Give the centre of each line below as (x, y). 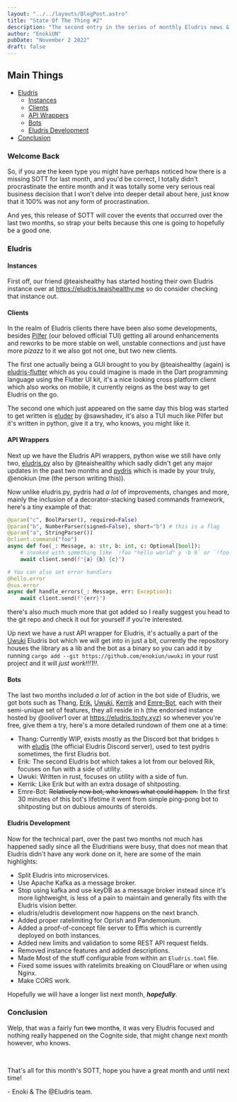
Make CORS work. (44, 980)
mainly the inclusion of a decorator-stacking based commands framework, (116, 499)
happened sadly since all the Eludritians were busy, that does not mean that (117, 846)
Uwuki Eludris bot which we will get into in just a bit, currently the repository (118, 641)
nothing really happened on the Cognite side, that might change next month (118, 1035)
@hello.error (27, 579)
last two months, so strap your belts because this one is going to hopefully (116, 223)
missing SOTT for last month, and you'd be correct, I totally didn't (103, 179)
